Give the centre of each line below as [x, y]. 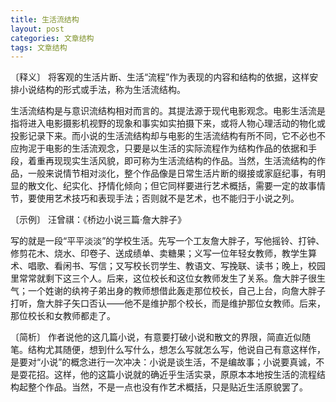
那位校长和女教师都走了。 [63, 316]
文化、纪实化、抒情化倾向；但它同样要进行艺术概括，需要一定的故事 [176, 186]
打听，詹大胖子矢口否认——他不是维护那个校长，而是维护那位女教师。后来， [168, 303]
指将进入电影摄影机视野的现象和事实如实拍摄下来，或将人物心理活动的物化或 [168, 123]
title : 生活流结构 [45, 19]
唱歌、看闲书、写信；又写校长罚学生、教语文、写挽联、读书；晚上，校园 [176, 266]
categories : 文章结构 [52, 38]
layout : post [37, 29]
